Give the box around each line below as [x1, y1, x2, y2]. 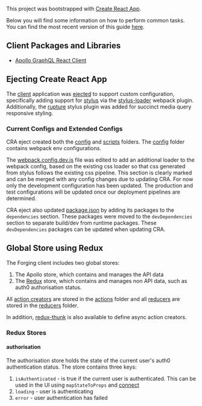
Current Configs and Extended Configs [6, 124, 123, 133]
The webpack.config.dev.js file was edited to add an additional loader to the [6, 156, 195, 163]
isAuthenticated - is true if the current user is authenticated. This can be [14, 375, 196, 382]
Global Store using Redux [6, 243, 104, 253]
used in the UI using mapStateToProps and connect [14, 381, 140, 389]
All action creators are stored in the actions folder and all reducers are [6, 295, 180, 302]
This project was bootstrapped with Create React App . [6, 5, 142, 12]
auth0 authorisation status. [14, 284, 82, 291]
